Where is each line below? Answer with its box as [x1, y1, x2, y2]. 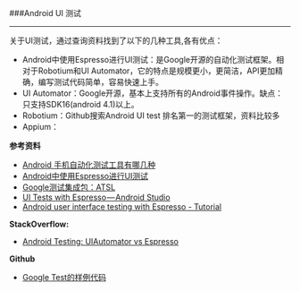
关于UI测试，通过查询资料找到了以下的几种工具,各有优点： [9, 35, 223, 46]
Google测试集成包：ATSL [21, 182, 116, 193]
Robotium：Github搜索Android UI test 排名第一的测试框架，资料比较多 [21, 110, 280, 121]
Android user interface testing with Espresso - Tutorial [21, 201, 221, 212]
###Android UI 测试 [9, 8, 82, 18]
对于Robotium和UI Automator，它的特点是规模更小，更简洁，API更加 [21, 65, 275, 76]
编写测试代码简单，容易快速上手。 [37, 77, 163, 87]
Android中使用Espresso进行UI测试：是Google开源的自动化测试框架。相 [21, 55, 284, 64]
